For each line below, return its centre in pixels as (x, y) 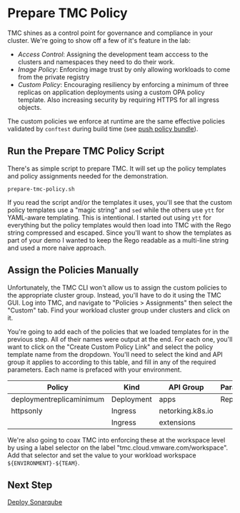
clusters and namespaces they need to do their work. (96, 61)
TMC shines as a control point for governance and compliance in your (110, 33)
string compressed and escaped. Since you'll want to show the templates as (120, 233)
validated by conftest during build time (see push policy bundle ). (103, 128)
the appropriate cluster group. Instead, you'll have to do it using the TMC (114, 295)
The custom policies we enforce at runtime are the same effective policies (116, 121)
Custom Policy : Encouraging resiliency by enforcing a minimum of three (123, 84)
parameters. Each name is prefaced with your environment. (95, 370)
